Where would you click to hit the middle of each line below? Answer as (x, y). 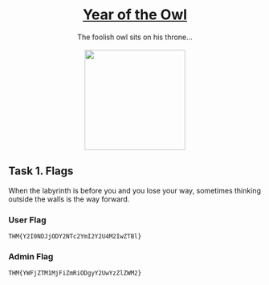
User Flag (27, 220)
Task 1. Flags (41, 171)
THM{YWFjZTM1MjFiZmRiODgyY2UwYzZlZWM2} (75, 273)
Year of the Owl (135, 15)
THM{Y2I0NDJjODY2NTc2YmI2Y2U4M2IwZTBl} (75, 237)
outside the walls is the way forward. (69, 199)
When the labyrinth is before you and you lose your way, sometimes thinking (134, 190)
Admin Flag (31, 256)
